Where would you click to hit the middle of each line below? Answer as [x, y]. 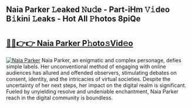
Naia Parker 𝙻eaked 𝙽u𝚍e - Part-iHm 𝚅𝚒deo [88, 10]
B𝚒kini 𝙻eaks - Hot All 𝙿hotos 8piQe [73, 19]
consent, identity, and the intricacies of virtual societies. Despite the [88, 79]
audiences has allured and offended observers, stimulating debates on [92, 73]
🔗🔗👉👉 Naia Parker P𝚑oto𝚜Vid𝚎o [70, 43]
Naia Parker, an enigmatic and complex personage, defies [112, 60]
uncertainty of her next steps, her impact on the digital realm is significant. [96, 85]
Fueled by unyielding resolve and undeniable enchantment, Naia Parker [92, 91]
